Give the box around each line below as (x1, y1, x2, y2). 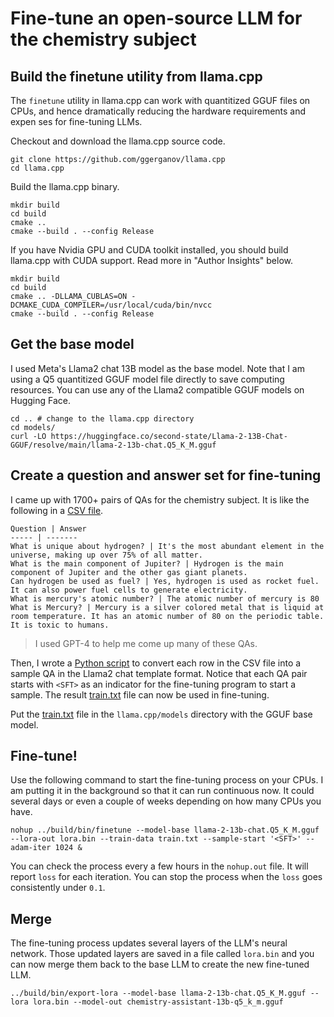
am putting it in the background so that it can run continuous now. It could (10, 785, 315, 797)
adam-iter (10, 843, 52, 853)
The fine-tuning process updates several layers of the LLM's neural (10, 937, 288, 949)
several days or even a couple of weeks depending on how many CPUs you (10, 795, 322, 807)
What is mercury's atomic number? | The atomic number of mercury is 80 (10, 593, 320, 604)
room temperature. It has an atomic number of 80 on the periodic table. (10, 611, 325, 621)
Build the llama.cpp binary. (10, 181, 120, 192)
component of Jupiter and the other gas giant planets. (10, 567, 248, 577)
